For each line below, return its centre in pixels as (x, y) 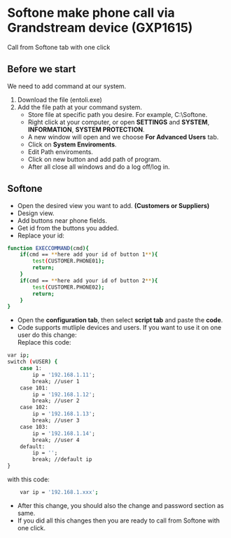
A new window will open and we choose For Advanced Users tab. (123, 137)
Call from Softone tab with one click (59, 47)
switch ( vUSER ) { (33, 362)
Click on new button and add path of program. (94, 159)
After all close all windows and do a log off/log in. (99, 167)
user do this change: (47, 335)
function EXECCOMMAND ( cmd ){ (48, 248)
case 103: (34, 427)
